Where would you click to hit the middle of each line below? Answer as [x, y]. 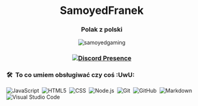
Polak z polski [102, 30]
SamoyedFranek [102, 11]
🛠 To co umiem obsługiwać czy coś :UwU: [71, 75]
